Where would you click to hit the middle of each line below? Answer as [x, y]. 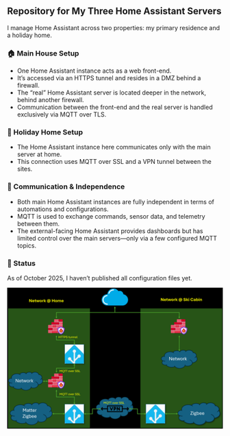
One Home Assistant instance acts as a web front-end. [94, 71]
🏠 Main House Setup [43, 53]
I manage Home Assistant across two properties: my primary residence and [114, 27]
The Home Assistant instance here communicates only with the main [114, 147]
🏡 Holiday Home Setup [45, 132]
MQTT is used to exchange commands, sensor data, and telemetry [111, 216]
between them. [38, 223]
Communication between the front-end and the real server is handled [115, 107]
